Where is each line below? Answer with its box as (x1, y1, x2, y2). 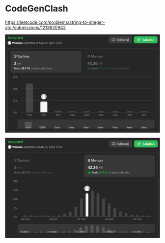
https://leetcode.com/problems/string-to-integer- (5, 19, 105, 25)
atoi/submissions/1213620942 (5, 24, 66, 30)
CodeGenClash (5, 3, 69, 14)
